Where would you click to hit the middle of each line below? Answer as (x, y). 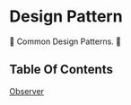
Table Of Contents (61, 70)
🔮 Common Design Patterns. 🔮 (65, 41)
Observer (27, 91)
